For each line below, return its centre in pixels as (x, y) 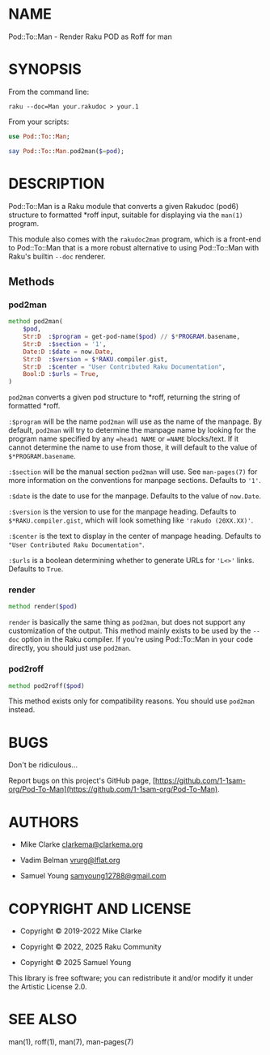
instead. (22, 710)
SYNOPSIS (45, 69)
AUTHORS (44, 822)
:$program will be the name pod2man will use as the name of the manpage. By (135, 421)
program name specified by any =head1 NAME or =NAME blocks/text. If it (124, 439)
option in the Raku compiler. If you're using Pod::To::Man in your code (137, 639)
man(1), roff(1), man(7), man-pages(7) (71, 1042)
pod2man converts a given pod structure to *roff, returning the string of (124, 397)
